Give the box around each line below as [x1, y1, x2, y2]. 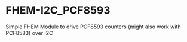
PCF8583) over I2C [5, 29, 53, 36]
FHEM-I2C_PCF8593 [5, 4, 111, 17]
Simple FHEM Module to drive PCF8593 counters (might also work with [5, 23, 181, 30]
